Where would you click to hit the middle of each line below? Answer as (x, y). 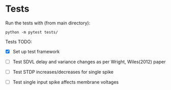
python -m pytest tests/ (32, 32)
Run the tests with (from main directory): (48, 23)
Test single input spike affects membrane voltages (66, 82)
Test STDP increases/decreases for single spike (63, 72)
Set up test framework (36, 51)
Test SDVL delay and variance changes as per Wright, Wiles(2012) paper (89, 62)
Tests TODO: (19, 42)
